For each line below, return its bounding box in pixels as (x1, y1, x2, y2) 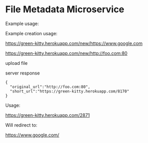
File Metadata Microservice (5, 4, 124, 15)
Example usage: (5, 20, 39, 27)
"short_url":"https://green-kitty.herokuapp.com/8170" (10, 88, 130, 94)
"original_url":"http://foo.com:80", (10, 84, 91, 89)
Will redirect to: (5, 122, 37, 128)
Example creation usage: (5, 30, 58, 36)
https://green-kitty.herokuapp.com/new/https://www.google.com (5, 40, 143, 46)
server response (5, 70, 40, 76)
